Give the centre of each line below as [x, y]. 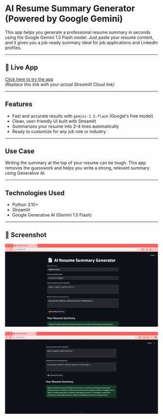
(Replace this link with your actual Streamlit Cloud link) [60, 84]
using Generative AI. [25, 173]
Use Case [20, 151]
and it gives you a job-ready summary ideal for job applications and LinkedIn [81, 42]
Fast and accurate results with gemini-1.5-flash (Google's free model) [83, 116]
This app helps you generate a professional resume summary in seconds [78, 32]
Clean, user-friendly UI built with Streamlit [54, 121]
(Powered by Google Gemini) [64, 19]
